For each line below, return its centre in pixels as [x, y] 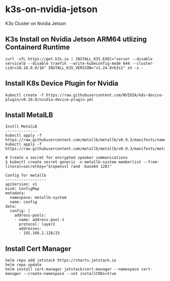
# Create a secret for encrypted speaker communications [67, 158]
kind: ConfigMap [22, 189]
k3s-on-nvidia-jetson [51, 9]
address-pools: [30, 216]
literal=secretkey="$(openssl [37, 167]
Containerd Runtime [37, 47]
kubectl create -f [25, 95]
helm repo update [24, 265]
